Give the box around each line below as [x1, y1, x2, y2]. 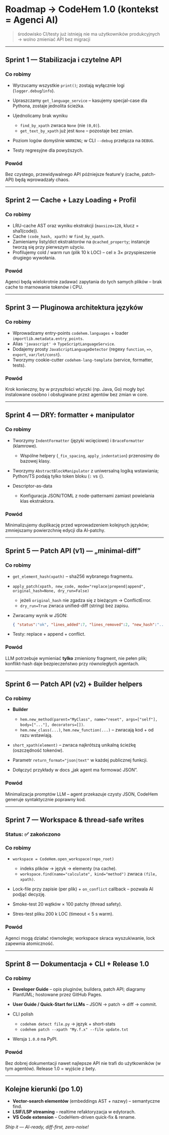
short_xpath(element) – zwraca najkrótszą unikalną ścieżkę [12, 742, 136, 748]
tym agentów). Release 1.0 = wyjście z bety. [5, 1065, 97, 1071]
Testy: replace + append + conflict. [12, 631, 86, 637]
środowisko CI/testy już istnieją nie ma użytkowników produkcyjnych [17, 31, 160, 37]
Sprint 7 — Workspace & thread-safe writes [5, 816, 144, 824]
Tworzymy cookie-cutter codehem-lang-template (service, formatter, [12, 356, 153, 363]
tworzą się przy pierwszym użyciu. [12, 244, 85, 250]
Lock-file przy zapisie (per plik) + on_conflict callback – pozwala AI [12, 886, 153, 892]
